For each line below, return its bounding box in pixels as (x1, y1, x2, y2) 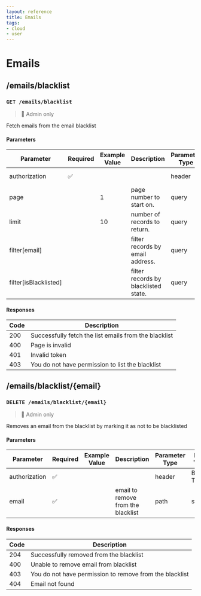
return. (130, 225, 150, 234)
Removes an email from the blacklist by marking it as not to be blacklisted (6, 423, 187, 430)
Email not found (31, 579, 75, 588)
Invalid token (31, 351, 67, 359)
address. (130, 258, 156, 266)
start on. (130, 201, 154, 209)
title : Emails (6, 14, 42, 20)
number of (130, 210, 160, 219)
